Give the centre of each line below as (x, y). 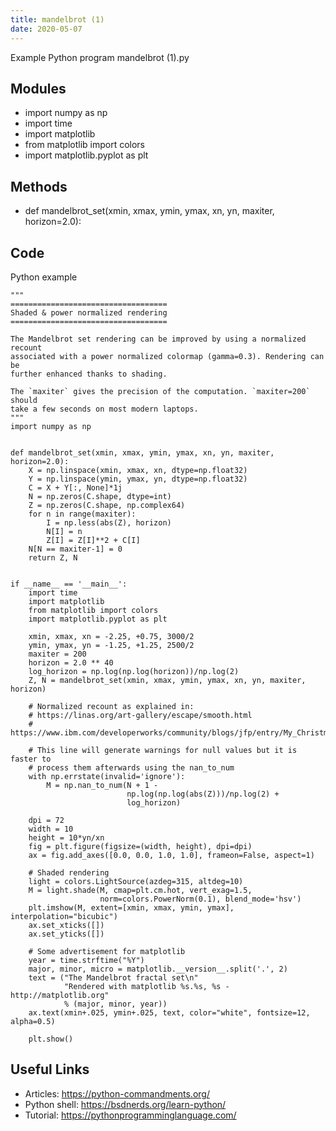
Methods (39, 186)
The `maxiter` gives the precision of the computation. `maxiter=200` (160, 391)
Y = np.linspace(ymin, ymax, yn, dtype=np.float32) (138, 479)
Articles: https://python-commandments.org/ (117, 1093)
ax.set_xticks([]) (66, 925)
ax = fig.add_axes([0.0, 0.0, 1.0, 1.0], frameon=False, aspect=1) (171, 855)
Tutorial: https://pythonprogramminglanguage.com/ (130, 1115)
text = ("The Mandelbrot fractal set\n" (113, 977)
